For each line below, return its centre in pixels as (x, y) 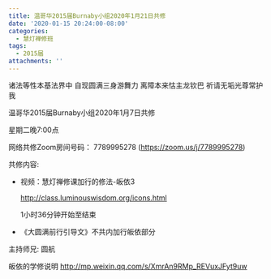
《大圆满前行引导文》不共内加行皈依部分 (88, 231)
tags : (17, 46)
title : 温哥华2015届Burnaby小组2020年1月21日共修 (87, 16)
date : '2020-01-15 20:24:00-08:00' (69, 24)
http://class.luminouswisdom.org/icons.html (94, 197)
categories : (28, 31)
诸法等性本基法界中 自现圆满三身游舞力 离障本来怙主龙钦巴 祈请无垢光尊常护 (136, 85)
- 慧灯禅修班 (35, 39)
